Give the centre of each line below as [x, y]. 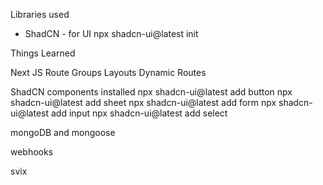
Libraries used [40, 14]
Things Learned [43, 53]
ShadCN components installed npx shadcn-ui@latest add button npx [151, 92]
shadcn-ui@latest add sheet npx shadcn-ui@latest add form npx [143, 102]
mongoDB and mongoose [63, 132]
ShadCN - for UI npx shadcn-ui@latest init [111, 33]
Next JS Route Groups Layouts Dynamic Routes [108, 72]
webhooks [32, 152]
